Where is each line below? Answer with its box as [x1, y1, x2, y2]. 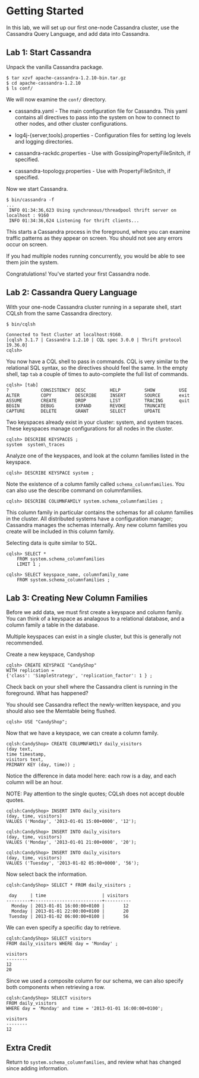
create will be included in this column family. [6, 528, 115, 535]
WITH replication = [6, 668, 55, 674]
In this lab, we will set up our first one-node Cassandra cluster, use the [6, 24, 179, 31]
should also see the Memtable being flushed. [6, 708, 116, 715]
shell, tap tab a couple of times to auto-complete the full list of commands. [6, 370, 189, 377]
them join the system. [6, 258, 59, 266]
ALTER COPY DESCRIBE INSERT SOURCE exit [6, 392, 190, 398]
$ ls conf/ [6, 85, 33, 91]
